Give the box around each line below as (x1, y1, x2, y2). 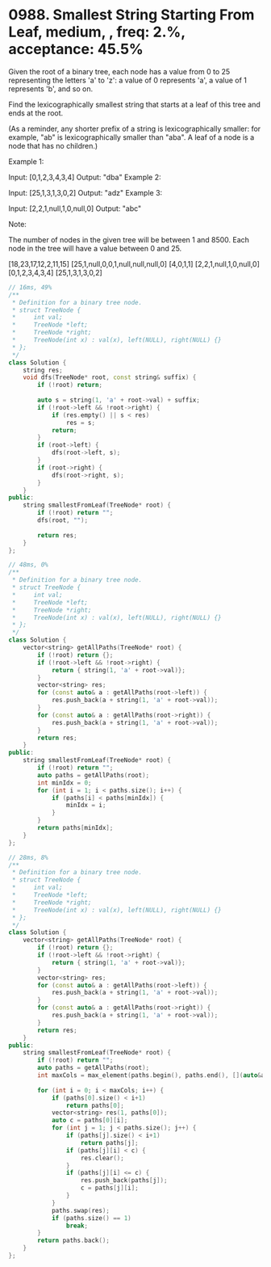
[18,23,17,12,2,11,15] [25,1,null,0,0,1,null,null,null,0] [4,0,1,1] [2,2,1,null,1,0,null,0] (8, 259, 261, 268)
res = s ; (65, 419, 95, 427)
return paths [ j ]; (80, 1139, 139, 1147)
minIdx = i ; (65, 802, 106, 810)
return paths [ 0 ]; (65, 1101, 125, 1109)
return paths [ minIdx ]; (37, 824, 114, 832)
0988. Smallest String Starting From (8, 6, 255, 24)
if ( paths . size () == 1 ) (51, 1214, 131, 1222)
